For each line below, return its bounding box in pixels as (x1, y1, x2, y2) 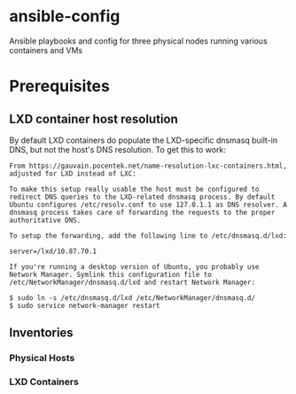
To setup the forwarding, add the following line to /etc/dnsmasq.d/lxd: (9, 231, 288, 240)
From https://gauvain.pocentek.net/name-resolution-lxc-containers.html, (9, 162, 288, 170)
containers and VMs (9, 44, 82, 55)
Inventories (9, 326, 74, 341)
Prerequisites (9, 76, 111, 97)
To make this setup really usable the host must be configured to (9, 185, 260, 193)
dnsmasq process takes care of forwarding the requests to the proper (9, 208, 276, 217)
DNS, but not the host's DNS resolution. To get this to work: (9, 144, 226, 154)
